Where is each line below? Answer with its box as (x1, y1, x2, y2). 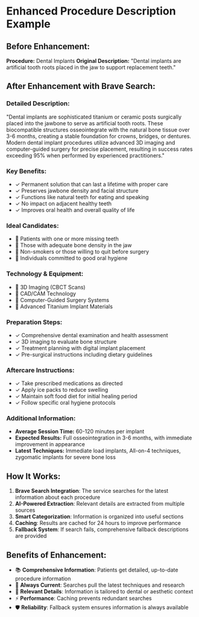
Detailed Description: (6, 99, 70, 108)
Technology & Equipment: (6, 269, 84, 278)
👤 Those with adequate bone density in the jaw (14, 242, 132, 249)
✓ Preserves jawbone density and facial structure (14, 186, 139, 194)
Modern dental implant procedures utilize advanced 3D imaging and (6, 139, 175, 146)
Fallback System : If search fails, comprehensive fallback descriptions (14, 526, 189, 533)
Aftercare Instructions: (6, 366, 75, 374)
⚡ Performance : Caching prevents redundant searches (14, 595, 152, 602)
